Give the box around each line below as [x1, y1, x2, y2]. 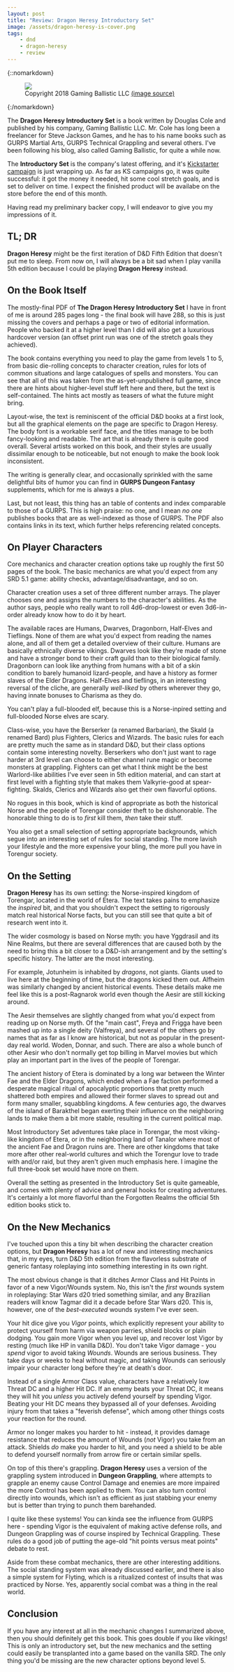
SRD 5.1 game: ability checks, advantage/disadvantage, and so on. [7, 575, 198, 583]
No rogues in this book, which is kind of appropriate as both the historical [7, 799, 219, 808]
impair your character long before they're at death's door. [7, 1363, 173, 1372]
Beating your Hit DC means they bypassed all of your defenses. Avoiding [7, 1399, 217, 1408]
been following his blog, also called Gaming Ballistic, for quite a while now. [7, 146, 221, 154]
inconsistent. [7, 457, 44, 465]
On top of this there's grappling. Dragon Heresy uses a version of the [7, 1463, 207, 1472]
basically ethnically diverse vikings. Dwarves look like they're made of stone [7, 647, 227, 655]
